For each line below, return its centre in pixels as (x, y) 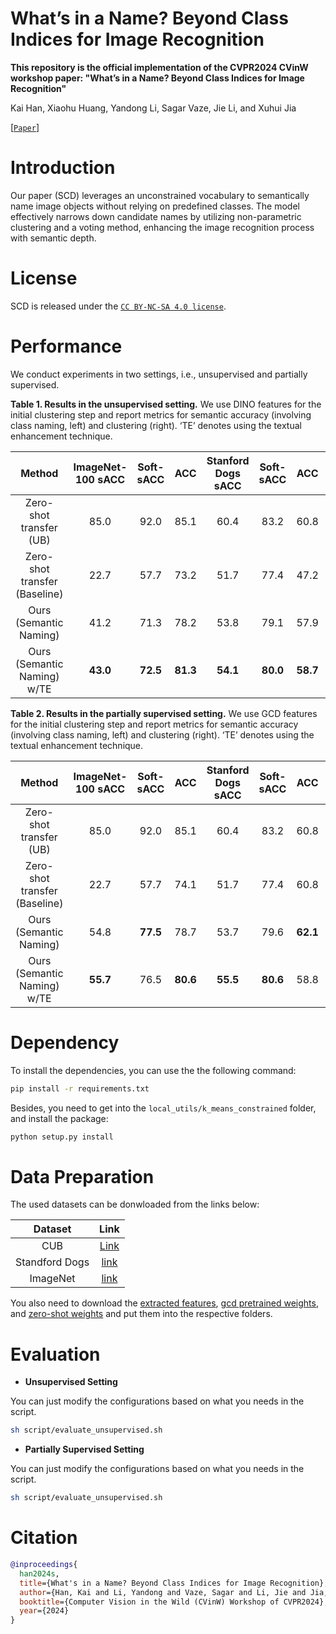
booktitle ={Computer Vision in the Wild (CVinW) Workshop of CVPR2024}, (174, 1602)
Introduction (63, 168)
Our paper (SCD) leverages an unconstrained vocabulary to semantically (160, 195)
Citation (44, 1538)
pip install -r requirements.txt (80, 1088)
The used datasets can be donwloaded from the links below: (135, 1204)
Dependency (65, 1042)
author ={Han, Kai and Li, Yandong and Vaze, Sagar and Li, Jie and (163, 1592)
